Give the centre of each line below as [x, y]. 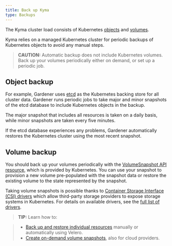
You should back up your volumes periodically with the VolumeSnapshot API [86, 164]
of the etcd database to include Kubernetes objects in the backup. [75, 105]
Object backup [30, 82]
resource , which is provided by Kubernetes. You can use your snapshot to [83, 170]
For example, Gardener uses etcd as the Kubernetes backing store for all [82, 94]
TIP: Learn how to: [37, 217]
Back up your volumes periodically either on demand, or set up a [86, 60]
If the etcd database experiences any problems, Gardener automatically [81, 130]
